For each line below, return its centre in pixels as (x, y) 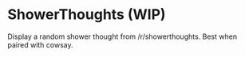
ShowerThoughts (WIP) (87, 15)
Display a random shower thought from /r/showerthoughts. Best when (122, 36)
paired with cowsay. (40, 44)
